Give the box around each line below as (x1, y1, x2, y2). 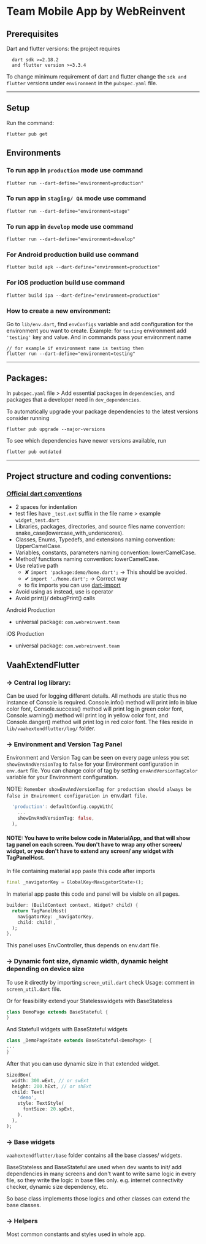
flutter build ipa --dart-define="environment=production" (6, 292, 161, 299)
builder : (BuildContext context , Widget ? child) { (6, 902, 139, 909)
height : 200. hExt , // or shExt (12, 1083, 92, 1089)
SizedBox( (6, 1072, 32, 1078)
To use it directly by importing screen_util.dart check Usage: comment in (6, 979, 195, 986)
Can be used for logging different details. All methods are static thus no (6, 692, 187, 700)
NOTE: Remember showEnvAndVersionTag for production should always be (6, 785, 192, 793)
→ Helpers (6, 1216, 38, 1225)
